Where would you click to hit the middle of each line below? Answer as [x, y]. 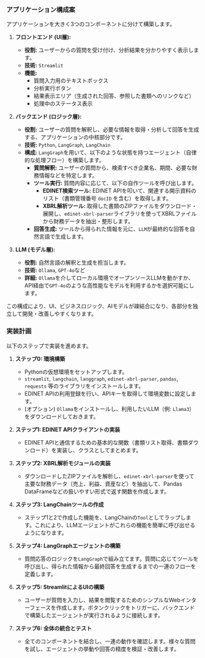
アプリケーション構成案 [41, 9]
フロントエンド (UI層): [43, 37]
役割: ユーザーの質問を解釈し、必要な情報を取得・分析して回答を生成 [112, 130]
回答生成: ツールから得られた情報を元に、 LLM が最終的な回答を [112, 229]
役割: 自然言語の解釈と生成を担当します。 [77, 263]
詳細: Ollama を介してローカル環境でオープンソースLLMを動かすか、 [109, 278]
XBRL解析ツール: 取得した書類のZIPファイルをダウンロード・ [120, 206]
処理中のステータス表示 [63, 104]
